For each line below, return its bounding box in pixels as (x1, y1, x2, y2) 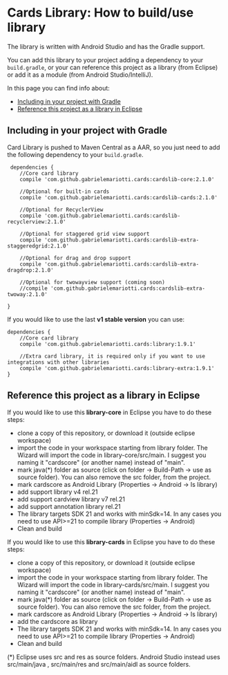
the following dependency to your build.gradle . (7, 150, 144, 158)
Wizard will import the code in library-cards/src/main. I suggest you (17, 580, 209, 589)
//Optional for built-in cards (19, 188, 110, 195)
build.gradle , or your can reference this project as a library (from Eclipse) (7, 63, 218, 71)
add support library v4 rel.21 (17, 488, 98, 496)
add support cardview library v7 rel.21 (17, 494, 126, 503)
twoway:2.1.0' (7, 290, 48, 298)
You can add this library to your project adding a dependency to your (7, 55, 204, 64)
